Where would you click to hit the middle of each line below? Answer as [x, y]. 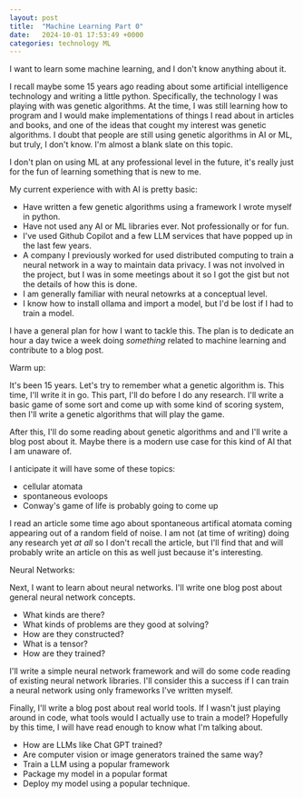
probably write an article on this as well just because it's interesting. [136, 553]
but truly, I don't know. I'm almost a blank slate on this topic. [122, 145]
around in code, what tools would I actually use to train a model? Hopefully [149, 718]
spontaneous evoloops [65, 496]
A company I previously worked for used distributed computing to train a [158, 255]
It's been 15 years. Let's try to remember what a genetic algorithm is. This [147, 385]
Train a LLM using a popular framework [96, 764]
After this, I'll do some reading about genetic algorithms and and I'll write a [149, 432]
